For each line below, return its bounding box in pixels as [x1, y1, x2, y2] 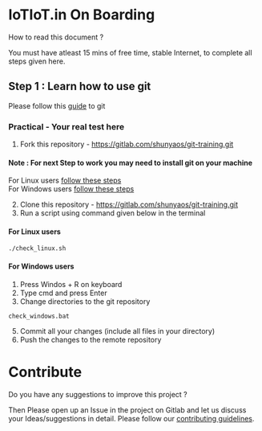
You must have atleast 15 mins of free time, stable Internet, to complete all [8, 47, 252, 57]
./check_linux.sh [8, 244, 67, 252]
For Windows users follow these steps [8, 184, 135, 194]
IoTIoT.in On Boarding [8, 6, 155, 24]
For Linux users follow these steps [8, 175, 122, 186]
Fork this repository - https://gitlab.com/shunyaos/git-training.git [19, 139, 234, 150]
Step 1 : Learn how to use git [8, 80, 151, 93]
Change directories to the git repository [19, 296, 151, 306]
